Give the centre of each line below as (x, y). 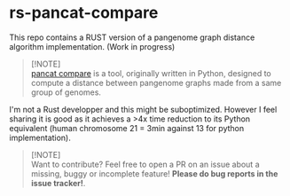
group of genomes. (66, 92)
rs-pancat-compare (84, 13)
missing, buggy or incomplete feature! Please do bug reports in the (154, 173)
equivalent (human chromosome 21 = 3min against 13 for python (127, 128)
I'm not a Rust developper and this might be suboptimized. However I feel (143, 109)
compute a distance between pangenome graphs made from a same (156, 82)
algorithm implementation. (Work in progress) (92, 46)
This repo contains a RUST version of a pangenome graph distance (132, 37)
